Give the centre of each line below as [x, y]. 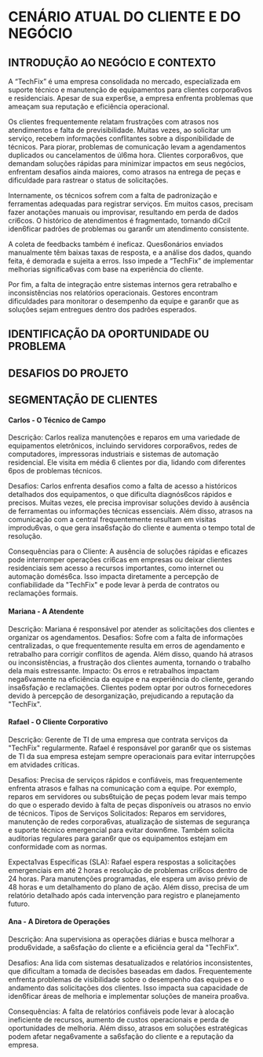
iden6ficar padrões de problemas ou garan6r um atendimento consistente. [129, 229]
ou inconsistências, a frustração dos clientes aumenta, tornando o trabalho [130, 662]
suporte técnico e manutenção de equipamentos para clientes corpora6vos [130, 90]
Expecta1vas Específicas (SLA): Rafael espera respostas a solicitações [122, 862]
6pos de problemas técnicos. [55, 471]
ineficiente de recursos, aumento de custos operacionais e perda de [119, 1019]
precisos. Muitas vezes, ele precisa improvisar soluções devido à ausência [129, 503]
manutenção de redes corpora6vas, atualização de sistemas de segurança [129, 821]
